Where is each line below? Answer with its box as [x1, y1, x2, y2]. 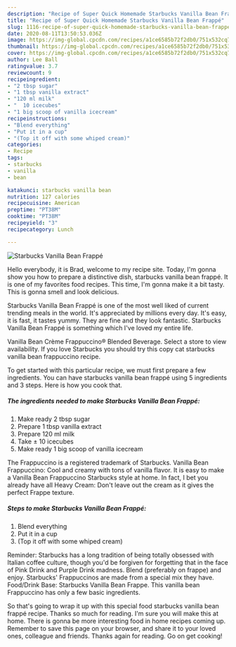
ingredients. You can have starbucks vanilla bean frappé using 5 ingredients [7, 373, 227, 382]
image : [7, 37, 27, 44]
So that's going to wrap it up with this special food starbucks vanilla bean [7, 601, 220, 610]
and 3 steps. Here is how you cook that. [7, 381, 123, 389]
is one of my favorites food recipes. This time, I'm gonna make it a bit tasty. [7, 279, 225, 289]
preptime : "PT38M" [7, 206, 61, 213]
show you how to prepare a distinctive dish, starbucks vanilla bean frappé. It [7, 272, 228, 281]
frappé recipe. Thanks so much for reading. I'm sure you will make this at [7, 609, 219, 617]
